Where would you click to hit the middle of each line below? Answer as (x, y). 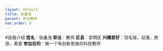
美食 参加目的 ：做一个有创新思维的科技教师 (57, 44)
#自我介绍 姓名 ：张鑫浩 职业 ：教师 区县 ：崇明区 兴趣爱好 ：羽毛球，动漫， (80, 37)
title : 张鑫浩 (18, 14)
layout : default (22, 9)
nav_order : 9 (18, 23)
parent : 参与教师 (21, 18)
